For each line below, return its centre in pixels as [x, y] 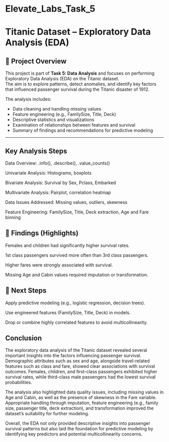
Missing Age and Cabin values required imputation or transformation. [77, 274]
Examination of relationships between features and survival [74, 125]
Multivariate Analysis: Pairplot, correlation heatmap [58, 192]
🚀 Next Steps [26, 291]
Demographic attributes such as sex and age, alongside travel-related [77, 361]
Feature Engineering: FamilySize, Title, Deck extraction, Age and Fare [77, 212]
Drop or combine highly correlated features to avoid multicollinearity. [76, 322]
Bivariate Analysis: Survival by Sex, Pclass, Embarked [61, 183]
